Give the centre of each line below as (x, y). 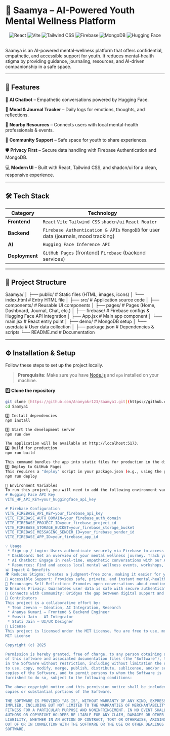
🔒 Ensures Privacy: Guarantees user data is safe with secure (72, 589)
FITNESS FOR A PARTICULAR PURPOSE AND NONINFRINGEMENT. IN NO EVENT (79, 710)
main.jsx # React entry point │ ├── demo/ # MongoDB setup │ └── (76, 321)
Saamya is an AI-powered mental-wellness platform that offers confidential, (84, 50)
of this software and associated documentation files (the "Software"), (83, 659)
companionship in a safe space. (38, 66)
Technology (102, 213)
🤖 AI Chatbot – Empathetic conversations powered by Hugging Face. (77, 99)
